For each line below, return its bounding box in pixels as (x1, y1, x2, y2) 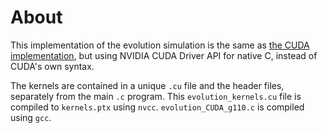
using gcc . (10, 111, 52, 123)
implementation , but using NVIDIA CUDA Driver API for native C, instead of (10, 49, 318, 61)
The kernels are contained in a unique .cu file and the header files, (10, 79, 285, 91)
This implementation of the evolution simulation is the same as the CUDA (10, 39, 310, 51)
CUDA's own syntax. (10, 60, 95, 72)
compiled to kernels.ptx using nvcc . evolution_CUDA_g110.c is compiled (10, 101, 305, 113)
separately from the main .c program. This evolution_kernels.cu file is (10, 90, 302, 102)
